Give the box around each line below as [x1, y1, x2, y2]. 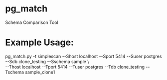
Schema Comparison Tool [5, 19, 58, 25]
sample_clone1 [24, 69, 55, 75]
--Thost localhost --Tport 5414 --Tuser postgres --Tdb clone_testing [5, 64, 145, 70]
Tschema [5, 69, 24, 75]
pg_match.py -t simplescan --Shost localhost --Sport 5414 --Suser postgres [5, 53, 162, 59]
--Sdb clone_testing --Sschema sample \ [5, 58, 89, 65]
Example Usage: [5, 37, 74, 48]
